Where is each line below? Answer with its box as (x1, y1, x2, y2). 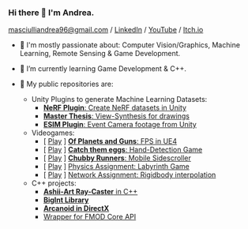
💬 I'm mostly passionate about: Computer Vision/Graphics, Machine (19, 40, 241, 50)
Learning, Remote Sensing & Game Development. (19, 49, 181, 58)
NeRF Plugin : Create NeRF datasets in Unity (43, 103, 187, 113)
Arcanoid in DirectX (43, 204, 110, 213)
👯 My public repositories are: (19, 79, 114, 89)
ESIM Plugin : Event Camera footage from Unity (43, 120, 197, 130)
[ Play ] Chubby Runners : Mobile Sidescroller (43, 153, 192, 163)
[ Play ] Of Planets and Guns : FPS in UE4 (43, 137, 178, 146)
